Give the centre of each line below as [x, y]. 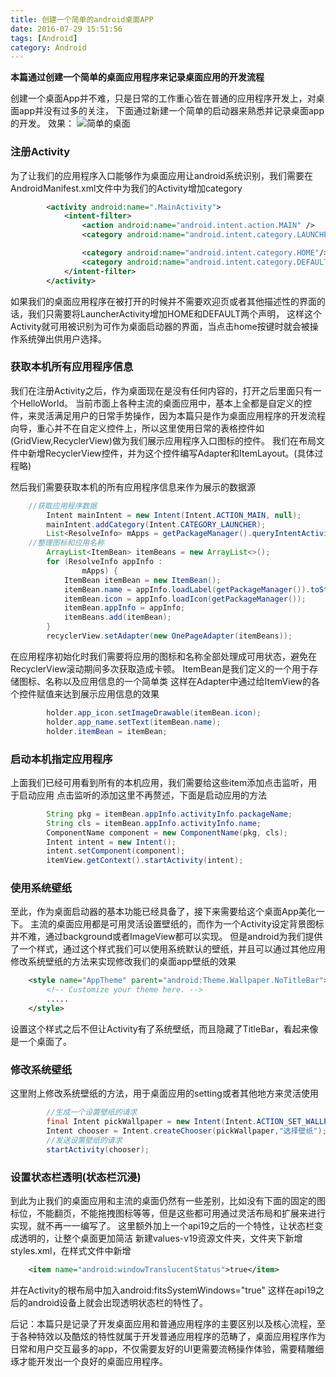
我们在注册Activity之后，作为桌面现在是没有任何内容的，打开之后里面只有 [161, 390]
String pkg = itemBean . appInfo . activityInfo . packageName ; [169, 814]
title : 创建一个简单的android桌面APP [82, 19]
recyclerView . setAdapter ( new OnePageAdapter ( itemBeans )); [169, 636]
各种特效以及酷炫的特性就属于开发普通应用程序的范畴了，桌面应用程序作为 [172, 1336]
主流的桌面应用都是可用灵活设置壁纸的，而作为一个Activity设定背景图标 [177, 924]
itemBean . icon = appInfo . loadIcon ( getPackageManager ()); [185, 599]
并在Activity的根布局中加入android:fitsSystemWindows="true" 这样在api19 [163, 1290]
